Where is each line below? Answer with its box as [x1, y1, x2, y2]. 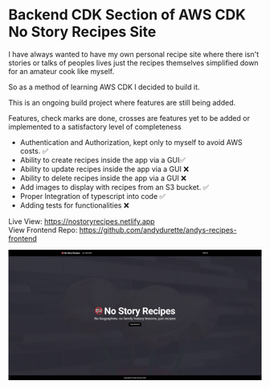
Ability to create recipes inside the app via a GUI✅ [19, 155, 186, 164]
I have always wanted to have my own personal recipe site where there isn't [8, 49, 260, 59]
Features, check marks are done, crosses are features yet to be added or [8, 113, 251, 122]
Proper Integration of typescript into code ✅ [19, 191, 166, 201]
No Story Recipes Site [8, 23, 157, 41]
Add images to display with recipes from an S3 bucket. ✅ [19, 182, 210, 192]
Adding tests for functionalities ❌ [19, 200, 130, 210]
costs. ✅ [19, 146, 49, 155]
